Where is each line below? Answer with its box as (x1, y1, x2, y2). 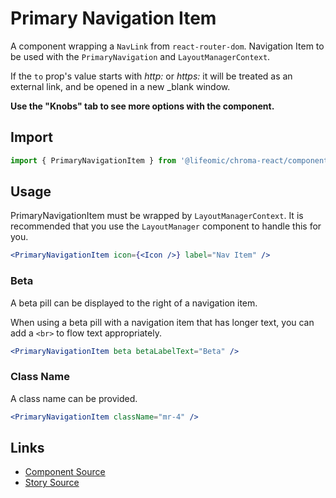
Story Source (24, 477, 80, 489)
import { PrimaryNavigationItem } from (10, 155, 177, 166)
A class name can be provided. (10, 392, 138, 404)
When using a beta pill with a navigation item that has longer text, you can (10, 316, 315, 328)
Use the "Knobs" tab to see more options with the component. (10, 100, 275, 112)
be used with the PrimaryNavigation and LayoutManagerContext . (10, 50, 271, 62)
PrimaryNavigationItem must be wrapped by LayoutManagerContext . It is (10, 210, 304, 222)
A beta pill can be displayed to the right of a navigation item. (10, 297, 258, 309)
